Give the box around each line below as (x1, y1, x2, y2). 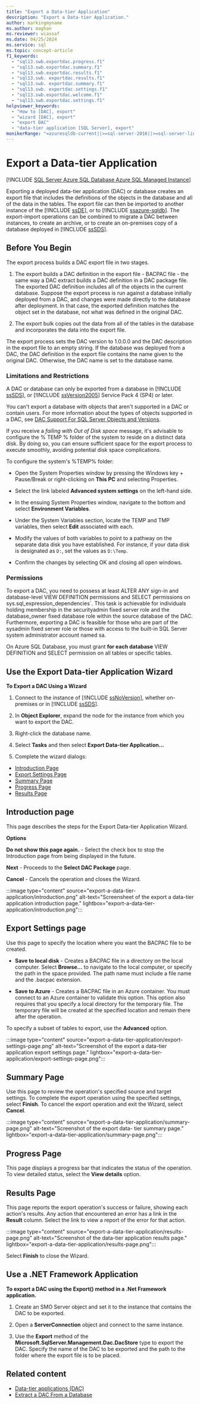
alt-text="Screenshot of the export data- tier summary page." (33, 1125, 184, 1132)
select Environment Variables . (14, 505, 90, 512)
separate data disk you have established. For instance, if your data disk (14, 541, 190, 548)
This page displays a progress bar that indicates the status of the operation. (6, 1164, 192, 1171)
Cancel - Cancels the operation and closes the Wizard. (6, 875, 141, 882)
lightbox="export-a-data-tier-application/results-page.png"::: (6, 1241, 157, 1248)
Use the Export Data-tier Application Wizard (6, 667, 173, 677)
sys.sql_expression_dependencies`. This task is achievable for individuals (6, 600, 186, 607)
